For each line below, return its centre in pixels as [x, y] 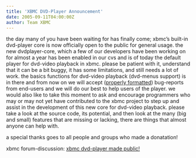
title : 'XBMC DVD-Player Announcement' [55, 11]
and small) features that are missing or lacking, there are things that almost [96, 120]
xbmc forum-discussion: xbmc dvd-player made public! [73, 149]
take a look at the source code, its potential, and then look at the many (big [96, 114]
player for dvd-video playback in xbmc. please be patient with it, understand [98, 64]
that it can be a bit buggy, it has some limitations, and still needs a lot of [92, 70]
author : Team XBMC [28, 22]
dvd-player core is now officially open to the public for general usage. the [94, 45]
